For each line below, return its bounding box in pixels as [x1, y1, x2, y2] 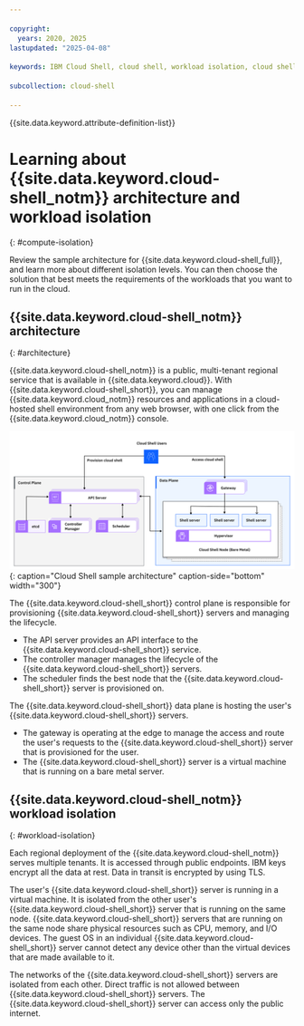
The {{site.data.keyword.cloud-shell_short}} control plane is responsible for [9, 597, 291, 608]
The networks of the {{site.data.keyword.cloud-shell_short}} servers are [9, 970, 279, 981]
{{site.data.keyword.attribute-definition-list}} [9, 117, 176, 128]
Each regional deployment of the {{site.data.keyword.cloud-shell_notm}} [9, 847, 280, 858]
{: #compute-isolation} [9, 237, 94, 247]
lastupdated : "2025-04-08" [9, 44, 111, 53]
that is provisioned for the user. [22, 746, 139, 757]
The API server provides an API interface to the [22, 634, 199, 645]
